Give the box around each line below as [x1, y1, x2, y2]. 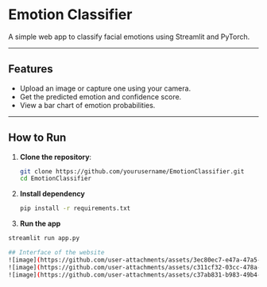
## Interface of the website [8, 249, 105, 257]
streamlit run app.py [8, 235, 80, 242]
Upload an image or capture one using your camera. [19, 83, 192, 93]
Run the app [19, 219, 61, 228]
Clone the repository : [19, 152, 92, 161]
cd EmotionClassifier [19, 175, 91, 183]
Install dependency [19, 189, 85, 199]
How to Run [8, 131, 67, 145]
